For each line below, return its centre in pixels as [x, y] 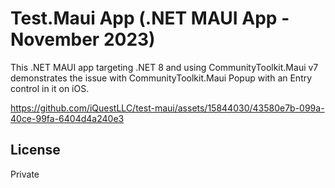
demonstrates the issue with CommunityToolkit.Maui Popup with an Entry [161, 78]
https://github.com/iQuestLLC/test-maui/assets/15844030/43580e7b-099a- [167, 108]
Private [25, 174]
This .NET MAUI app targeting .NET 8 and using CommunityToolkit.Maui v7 [164, 67]
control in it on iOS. [50, 88]
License [35, 150]
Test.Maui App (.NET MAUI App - [150, 18]
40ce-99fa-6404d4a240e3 [67, 118]
